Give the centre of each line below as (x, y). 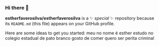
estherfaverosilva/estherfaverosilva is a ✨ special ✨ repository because (80, 18)
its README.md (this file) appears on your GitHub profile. (60, 24)
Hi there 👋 (17, 8)
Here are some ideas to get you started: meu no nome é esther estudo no (79, 33)
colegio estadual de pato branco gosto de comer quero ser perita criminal (80, 38)
